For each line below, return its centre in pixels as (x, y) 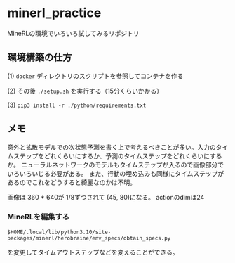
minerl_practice (54, 13)
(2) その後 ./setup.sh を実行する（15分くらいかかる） (85, 91)
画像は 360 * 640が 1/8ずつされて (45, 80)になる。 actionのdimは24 (106, 197)
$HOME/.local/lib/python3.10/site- (59, 232)
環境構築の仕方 (40, 58)
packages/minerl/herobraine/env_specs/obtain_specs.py (89, 238)
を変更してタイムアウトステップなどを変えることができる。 (93, 252)
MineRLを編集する (39, 217)
